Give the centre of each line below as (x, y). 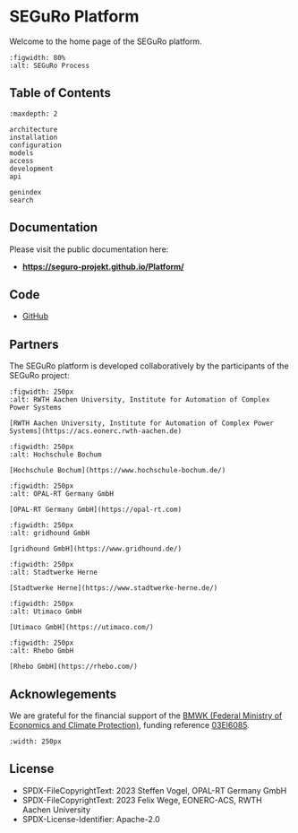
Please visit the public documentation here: (89, 249)
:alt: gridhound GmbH (50, 534)
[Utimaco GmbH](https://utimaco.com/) (81, 628)
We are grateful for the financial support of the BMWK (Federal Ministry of (146, 716)
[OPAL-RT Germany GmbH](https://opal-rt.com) (95, 510)
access (21, 161)
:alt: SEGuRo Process (50, 65)
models (21, 153)
